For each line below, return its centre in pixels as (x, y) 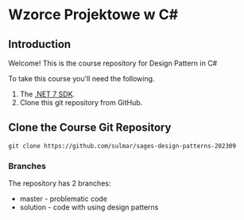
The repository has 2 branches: (60, 183)
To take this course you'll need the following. (81, 79)
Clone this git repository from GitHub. (81, 102)
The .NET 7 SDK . (47, 94)
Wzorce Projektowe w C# (93, 15)
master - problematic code (63, 199)
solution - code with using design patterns (89, 207)
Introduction (40, 44)
